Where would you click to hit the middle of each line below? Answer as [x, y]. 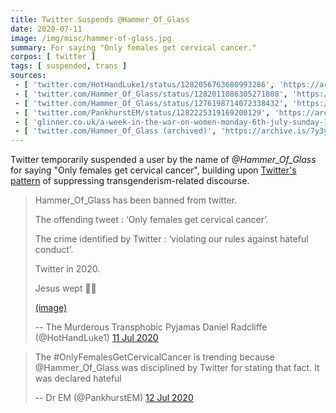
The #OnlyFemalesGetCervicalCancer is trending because [154, 357]
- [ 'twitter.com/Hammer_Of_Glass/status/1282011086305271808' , [151, 94]
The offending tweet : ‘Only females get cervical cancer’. [151, 220]
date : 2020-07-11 [46, 29]
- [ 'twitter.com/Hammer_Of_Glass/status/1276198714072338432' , [151, 103]
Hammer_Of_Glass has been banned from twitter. [136, 200]
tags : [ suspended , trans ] [69, 66]
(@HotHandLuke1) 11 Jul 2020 [96, 338]
